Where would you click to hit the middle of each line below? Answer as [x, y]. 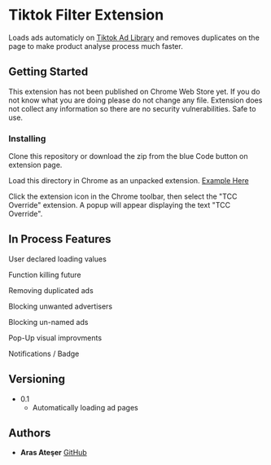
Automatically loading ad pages [85, 407]
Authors [30, 433]
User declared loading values [58, 259]
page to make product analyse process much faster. [96, 46]
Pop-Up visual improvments [55, 338]
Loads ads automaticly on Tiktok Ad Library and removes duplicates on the [134, 37]
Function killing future [45, 274]
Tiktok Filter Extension [86, 15]
